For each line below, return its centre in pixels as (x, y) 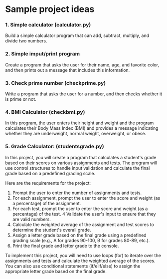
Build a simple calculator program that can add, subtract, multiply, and (77, 35)
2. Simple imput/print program (43, 54)
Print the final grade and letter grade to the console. (66, 246)
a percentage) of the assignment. (47, 203)
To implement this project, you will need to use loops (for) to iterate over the (83, 255)
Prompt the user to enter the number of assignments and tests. (77, 193)
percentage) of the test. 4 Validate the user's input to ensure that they (84, 214)
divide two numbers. (26, 41)
